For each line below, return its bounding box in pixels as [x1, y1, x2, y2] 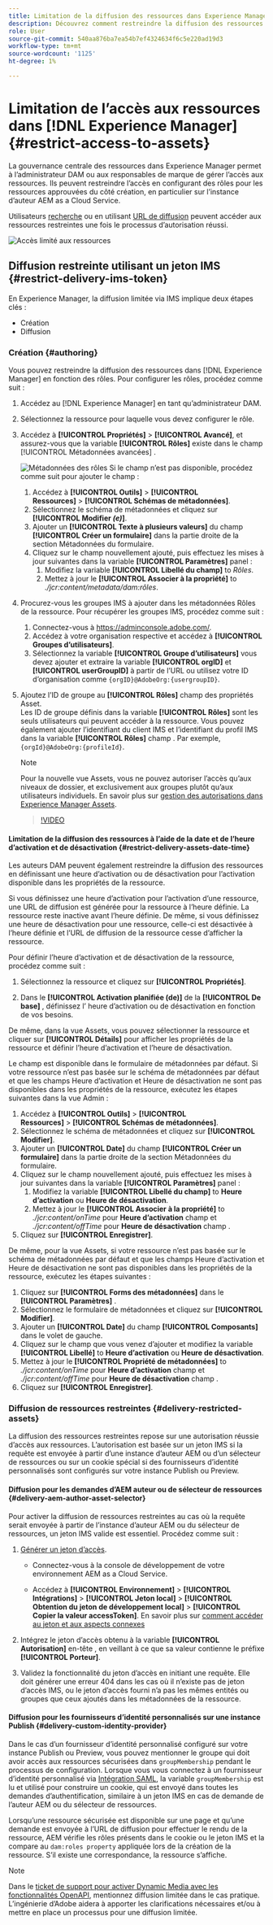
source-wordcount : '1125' [8, 50, 96, 58]
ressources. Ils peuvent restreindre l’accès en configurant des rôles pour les [8, 178, 263, 188]
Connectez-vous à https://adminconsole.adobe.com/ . [32, 622, 212, 632]
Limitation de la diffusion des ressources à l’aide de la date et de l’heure [8, 834, 255, 843]
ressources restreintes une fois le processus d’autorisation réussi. [8, 220, 229, 229]
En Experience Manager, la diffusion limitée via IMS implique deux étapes [8, 294, 254, 303]
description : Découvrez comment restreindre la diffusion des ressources [8, 20, 264, 28]
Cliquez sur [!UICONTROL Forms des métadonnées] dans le [19, 1287, 224, 1297]
